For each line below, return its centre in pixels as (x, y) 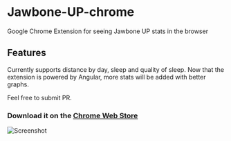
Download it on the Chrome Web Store (73, 115)
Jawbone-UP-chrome (71, 12)
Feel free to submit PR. (40, 97)
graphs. (18, 84)
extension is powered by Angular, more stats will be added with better (107, 77)
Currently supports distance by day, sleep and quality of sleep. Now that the (116, 69)
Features (27, 53)
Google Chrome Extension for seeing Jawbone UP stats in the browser (108, 31)
